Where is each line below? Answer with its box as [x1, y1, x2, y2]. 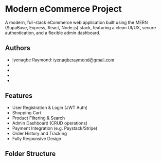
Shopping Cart [12, 109, 41, 115]
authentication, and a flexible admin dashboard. [5, 30, 101, 36]
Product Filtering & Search [12, 115, 65, 121]
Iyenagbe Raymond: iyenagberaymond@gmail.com [12, 57, 115, 63]
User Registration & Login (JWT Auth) [12, 105, 88, 110]
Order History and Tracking [12, 130, 67, 136]
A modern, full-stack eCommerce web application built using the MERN [5, 19, 148, 25]
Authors [5, 44, 31, 52]
